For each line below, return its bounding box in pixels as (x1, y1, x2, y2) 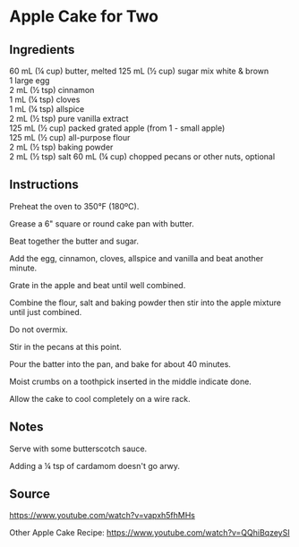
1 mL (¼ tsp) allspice (9, 104, 85, 114)
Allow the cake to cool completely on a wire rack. (9, 393, 191, 404)
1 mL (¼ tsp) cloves (9, 94, 81, 105)
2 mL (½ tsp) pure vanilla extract (9, 114, 129, 124)
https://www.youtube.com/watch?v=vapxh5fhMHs (9, 510, 195, 521)
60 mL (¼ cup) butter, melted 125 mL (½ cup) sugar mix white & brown (9, 65, 269, 76)
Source (9, 486, 51, 502)
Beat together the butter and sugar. (9, 235, 140, 246)
